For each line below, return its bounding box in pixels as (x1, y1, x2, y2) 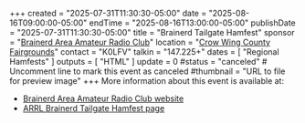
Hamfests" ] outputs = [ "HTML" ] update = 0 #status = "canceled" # (9, 56, 268, 67)
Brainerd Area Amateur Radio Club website (22, 93, 184, 104)
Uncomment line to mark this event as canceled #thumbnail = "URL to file (9, 66, 286, 77)
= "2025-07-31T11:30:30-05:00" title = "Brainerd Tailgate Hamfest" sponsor (9, 27, 295, 37)
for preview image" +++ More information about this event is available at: (9, 76, 285, 86)
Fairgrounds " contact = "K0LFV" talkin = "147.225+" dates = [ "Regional (9, 46, 280, 57)
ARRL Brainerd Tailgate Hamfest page (22, 103, 165, 113)
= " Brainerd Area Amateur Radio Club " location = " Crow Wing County (9, 36, 271, 47)
